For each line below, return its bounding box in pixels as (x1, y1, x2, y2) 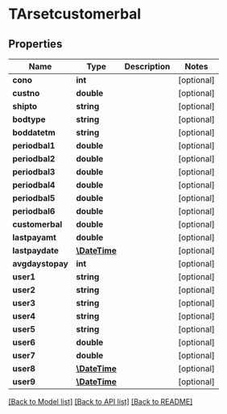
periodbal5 (12, 193, 56, 203)
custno (12, 88, 40, 98)
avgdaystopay (12, 258, 68, 269)
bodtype (12, 114, 46, 125)
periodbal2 (12, 153, 56, 164)
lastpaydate (12, 245, 59, 256)
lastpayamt (12, 232, 56, 243)
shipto (12, 101, 38, 111)
